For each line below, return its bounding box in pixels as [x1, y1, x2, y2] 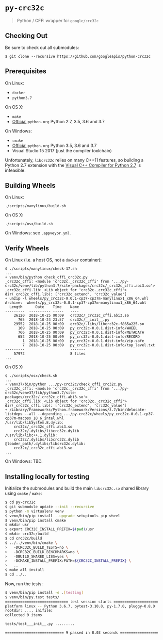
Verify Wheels [5, 244, 49, 252]
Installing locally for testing [5, 472, 90, 481]
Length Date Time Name [9, 305, 79, 310]
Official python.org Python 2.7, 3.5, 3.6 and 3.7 [12, 118, 105, 124]
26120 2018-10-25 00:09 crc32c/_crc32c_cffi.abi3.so [14, 313, 130, 318]
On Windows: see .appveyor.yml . [5, 230, 71, 236]
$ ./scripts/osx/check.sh [5, 374, 57, 378]
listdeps [5, 411, 23, 417]
